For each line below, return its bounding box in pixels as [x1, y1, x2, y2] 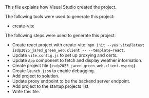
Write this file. [12, 89, 40, 94]
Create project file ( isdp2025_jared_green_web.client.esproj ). [12, 63, 137, 68]
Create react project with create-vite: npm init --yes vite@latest [12, 42, 145, 48]
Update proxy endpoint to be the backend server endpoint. [12, 78, 130, 84]
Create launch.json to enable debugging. [12, 68, 95, 74]
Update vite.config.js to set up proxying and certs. [12, 52, 118, 58]
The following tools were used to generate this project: [5, 14, 115, 19]
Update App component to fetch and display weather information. [12, 58, 143, 63]
